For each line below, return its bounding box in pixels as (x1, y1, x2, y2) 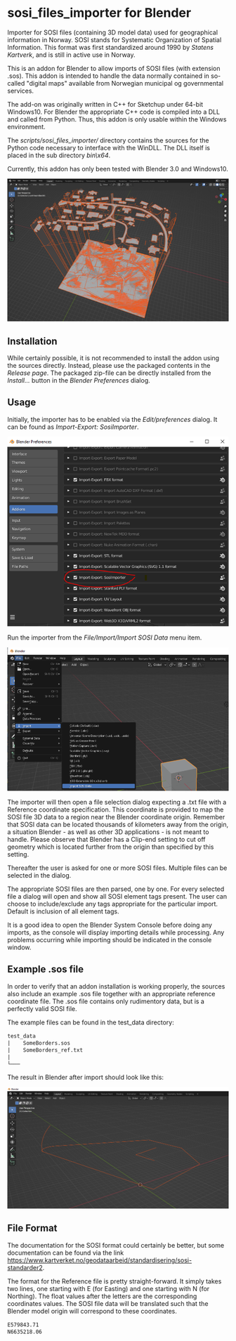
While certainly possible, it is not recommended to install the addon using (7, 354, 220, 362)
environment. (7, 122, 46, 131)
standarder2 (7, 1263, 44, 1271)
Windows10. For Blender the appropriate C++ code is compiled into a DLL (7, 107, 220, 116)
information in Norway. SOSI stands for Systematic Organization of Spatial (7, 35, 222, 44)
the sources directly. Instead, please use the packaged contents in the (7, 362, 211, 370)
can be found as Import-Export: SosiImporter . (7, 423, 139, 431)
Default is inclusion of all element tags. (7, 907, 119, 916)
